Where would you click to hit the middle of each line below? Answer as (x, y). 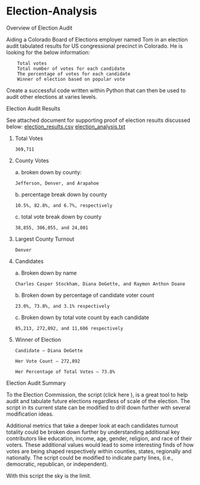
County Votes (32, 160)
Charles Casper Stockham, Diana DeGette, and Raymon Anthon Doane (100, 284)
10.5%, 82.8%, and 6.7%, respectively (64, 205)
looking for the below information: (48, 52)
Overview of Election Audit (39, 28)
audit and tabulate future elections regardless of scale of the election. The (98, 401)
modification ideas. (30, 414)
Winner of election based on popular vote (71, 79)
